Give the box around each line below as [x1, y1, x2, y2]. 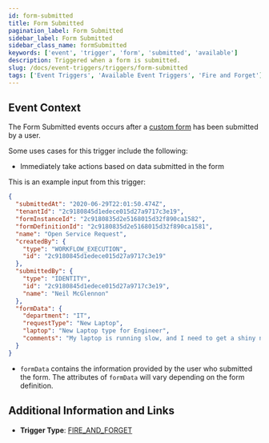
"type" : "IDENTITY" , [22, 275, 91, 283]
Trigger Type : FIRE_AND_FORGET [19, 425, 133, 435]
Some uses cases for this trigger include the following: [8, 146, 188, 156]
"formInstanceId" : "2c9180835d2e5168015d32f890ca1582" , [15, 215, 206, 224]
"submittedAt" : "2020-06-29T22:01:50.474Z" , [15, 200, 167, 208]
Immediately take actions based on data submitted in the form [19, 162, 224, 171]
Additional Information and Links [8, 404, 175, 417]
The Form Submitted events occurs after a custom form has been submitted [8, 122, 259, 132]
